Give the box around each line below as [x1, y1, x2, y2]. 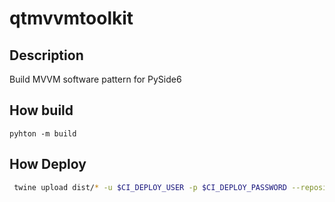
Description [9, 47, 84, 64]
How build [9, 102, 74, 119]
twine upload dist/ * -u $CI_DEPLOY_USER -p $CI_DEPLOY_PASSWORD [13, 182, 287, 192]
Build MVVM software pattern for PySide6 [9, 73, 182, 85]
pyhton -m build [9, 128, 77, 139]
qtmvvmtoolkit [9, 7, 134, 30]
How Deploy [9, 156, 87, 173]
